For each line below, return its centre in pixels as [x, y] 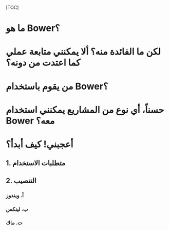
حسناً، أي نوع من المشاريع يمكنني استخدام [85, 110]
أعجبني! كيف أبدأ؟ [40, 144]
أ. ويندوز [15, 195]
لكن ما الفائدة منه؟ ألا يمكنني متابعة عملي [83, 52]
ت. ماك [14, 223]
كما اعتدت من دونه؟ [43, 63]
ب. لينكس [17, 209]
